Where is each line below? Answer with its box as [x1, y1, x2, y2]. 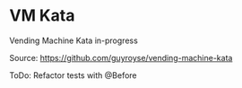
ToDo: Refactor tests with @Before [9, 69, 137, 81]
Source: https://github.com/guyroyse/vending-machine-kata [9, 52, 233, 63]
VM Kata [9, 5, 75, 26]
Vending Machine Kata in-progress [9, 35, 139, 46]
